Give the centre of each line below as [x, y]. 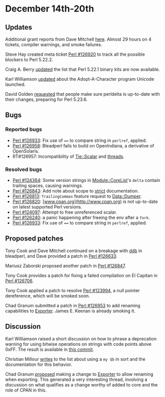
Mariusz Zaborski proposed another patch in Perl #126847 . [66, 266]
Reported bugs [24, 129]
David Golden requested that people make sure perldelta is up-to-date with [82, 94]
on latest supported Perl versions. [47, 207]
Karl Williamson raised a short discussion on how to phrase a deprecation [81, 338]
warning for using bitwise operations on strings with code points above [78, 344]
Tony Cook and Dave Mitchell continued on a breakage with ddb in [74, 251]
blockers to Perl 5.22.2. [29, 60]
